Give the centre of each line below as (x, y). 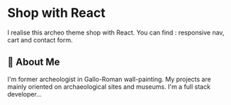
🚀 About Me (34, 62)
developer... (25, 94)
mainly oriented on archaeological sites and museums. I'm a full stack (109, 87)
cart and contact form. (40, 39)
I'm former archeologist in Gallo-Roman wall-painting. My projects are (109, 79)
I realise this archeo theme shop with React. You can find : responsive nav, (116, 32)
